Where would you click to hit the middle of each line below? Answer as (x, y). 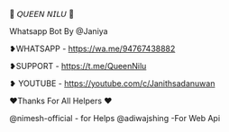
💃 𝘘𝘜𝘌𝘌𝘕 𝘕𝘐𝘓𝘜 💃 (42, 14)
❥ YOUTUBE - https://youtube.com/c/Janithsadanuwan (112, 84)
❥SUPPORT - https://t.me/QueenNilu (78, 66)
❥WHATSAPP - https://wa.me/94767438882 (92, 48)
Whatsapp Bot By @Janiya (59, 31)
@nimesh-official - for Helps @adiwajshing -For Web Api (115, 118)
